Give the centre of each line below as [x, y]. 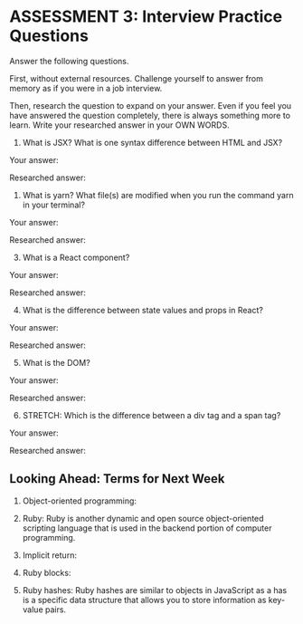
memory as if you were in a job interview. [86, 88]
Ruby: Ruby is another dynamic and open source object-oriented [143, 518]
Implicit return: [49, 555]
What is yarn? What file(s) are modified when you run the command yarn [158, 195]
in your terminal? [54, 205]
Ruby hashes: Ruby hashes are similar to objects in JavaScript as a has [155, 590]
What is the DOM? [56, 362]
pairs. [55, 610]
